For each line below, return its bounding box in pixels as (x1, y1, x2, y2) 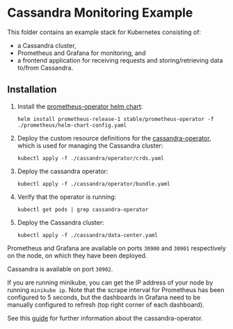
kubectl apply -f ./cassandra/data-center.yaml (17, 232, 158, 239)
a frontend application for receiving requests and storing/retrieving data (17, 56, 223, 64)
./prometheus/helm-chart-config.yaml (17, 122, 127, 129)
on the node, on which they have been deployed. (7, 251, 147, 259)
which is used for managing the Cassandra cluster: (17, 141, 163, 150)
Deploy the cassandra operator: (17, 167, 109, 175)
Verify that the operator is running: (17, 193, 117, 201)
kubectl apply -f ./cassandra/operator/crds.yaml (17, 154, 165, 161)
